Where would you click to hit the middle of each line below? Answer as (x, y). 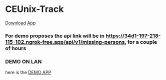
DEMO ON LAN (23, 62)
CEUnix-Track (34, 9)
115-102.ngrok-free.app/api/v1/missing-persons (65, 42)
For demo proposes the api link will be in (55, 36)
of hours (16, 48)
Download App (20, 23)
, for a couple (141, 42)
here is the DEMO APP (28, 73)
